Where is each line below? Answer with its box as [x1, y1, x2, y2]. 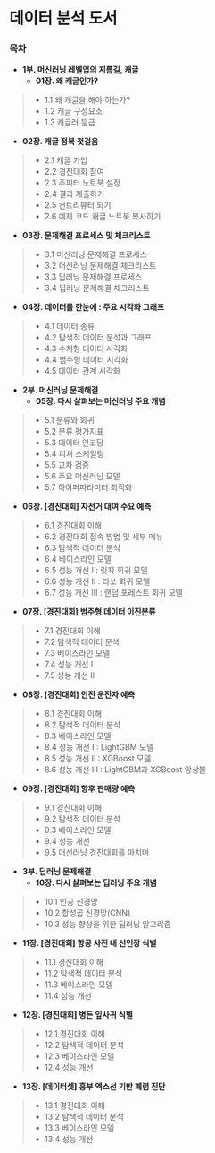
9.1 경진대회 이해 [44, 803, 103, 813]
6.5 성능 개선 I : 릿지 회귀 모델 [44, 565, 149, 576]
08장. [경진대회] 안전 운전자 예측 [21, 689, 136, 700]
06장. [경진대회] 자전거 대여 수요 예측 [21, 501, 152, 512]
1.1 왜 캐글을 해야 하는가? [44, 95, 131, 106]
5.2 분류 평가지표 [44, 426, 104, 437]
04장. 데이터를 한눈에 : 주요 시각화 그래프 [21, 302, 165, 313]
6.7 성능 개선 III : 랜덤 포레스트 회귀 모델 [44, 588, 183, 598]
